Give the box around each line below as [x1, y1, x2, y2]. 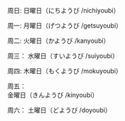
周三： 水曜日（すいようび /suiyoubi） [7, 52, 119, 60]
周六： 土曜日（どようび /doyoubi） [7, 106, 112, 114]
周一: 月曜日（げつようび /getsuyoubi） [7, 21, 123, 30]
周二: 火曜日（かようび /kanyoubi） [7, 36, 110, 45]
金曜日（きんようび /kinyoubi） [7, 91, 99, 99]
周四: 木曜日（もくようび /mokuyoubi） [7, 67, 122, 75]
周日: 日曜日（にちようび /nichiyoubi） [7, 6, 120, 14]
